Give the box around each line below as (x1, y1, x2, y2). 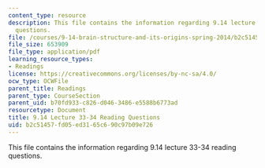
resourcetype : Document (8, 107, 87, 115)
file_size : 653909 (8, 41, 69, 49)
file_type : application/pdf (8, 48, 101, 56)
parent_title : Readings (8, 84, 87, 93)
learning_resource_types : (8, 56, 93, 64)
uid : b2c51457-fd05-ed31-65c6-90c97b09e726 (8, 121, 154, 129)
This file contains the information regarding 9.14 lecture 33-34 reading (8, 142, 237, 152)
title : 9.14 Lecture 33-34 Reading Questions (8, 114, 160, 122)
